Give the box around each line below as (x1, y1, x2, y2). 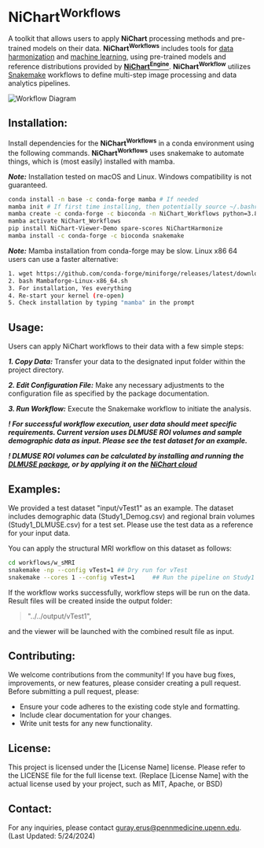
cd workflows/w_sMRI (8, 559, 76, 566)
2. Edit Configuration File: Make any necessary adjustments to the (8, 381, 225, 390)
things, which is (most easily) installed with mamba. (8, 157, 175, 166)
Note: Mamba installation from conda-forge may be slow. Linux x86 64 (8, 245, 238, 256)
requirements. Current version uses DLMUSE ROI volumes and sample (8, 428, 242, 437)
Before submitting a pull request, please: (8, 687, 140, 696)
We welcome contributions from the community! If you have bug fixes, (8, 670, 236, 680)
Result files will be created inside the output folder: (8, 595, 173, 606)
